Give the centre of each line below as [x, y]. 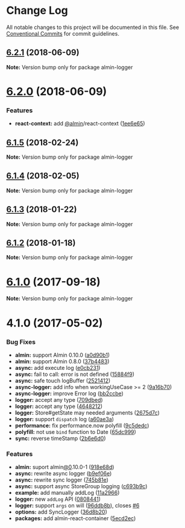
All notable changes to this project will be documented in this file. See [93, 27]
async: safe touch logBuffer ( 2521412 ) [63, 380]
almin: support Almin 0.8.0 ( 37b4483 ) [62, 361]
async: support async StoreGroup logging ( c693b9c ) [81, 486]
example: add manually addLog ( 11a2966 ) [67, 493]
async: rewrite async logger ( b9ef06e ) [63, 474]
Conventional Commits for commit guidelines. [63, 33]
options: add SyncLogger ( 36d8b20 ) [61, 512]
